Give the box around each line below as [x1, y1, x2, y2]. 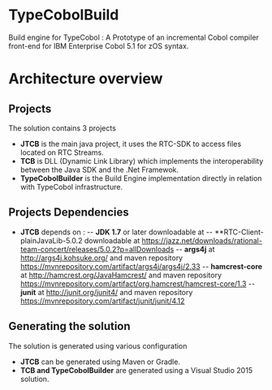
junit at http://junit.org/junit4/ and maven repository [19, 287, 193, 297]
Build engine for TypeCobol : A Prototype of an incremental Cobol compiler [8, 32, 260, 42]
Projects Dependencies [8, 205, 129, 220]
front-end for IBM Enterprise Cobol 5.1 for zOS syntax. [8, 41, 189, 50]
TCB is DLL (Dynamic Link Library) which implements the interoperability [19, 156, 264, 165]
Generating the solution [8, 319, 132, 333]
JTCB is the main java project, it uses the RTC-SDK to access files [19, 139, 242, 148]
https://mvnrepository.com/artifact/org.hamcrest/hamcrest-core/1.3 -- [19, 278, 256, 289]
